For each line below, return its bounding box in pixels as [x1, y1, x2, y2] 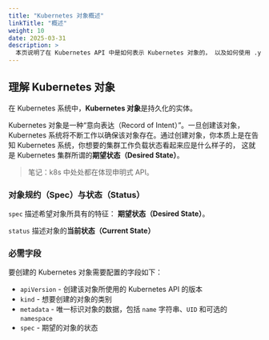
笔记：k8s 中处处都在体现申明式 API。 [27, 167, 154, 177]
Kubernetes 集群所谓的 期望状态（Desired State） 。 [17, 150, 184, 160]
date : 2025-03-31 [8, 34, 66, 42]
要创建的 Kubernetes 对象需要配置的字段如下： [8, 267, 163, 277]
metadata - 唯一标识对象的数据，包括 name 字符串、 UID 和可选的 [19, 305, 228, 314]
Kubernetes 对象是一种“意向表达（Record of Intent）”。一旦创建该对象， [8, 120, 245, 130]
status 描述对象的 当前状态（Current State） [8, 226, 155, 236]
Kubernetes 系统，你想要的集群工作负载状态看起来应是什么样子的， [17, 140, 240, 150]
